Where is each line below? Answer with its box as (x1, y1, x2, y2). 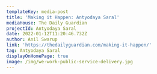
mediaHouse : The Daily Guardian (6, 20, 87, 26)
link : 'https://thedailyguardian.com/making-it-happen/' (6, 42, 152, 48)
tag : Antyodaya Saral (6, 48, 61, 54)
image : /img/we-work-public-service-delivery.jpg (6, 58, 134, 64)
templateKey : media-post (6, 8, 69, 15)
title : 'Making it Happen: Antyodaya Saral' (6, 14, 120, 20)
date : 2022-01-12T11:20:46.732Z (6, 31, 87, 37)
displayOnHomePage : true (6, 53, 69, 59)
